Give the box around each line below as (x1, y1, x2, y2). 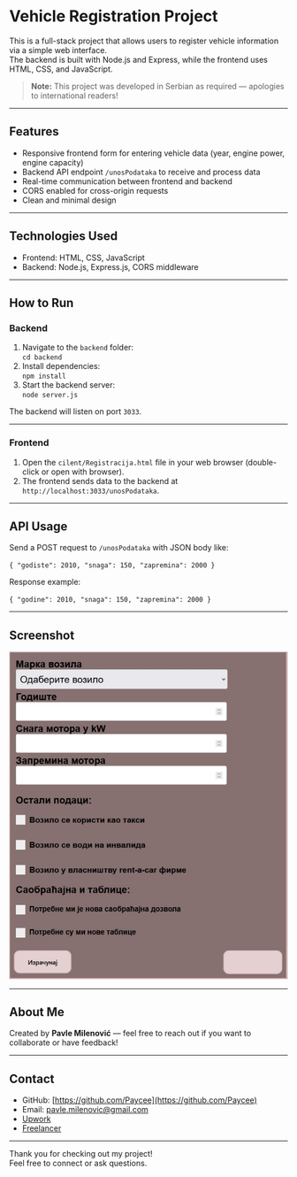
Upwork (21, 1113, 51, 1125)
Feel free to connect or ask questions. (9, 1158, 148, 1169)
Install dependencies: (21, 361, 101, 372)
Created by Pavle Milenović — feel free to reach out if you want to (9, 1028, 252, 1039)
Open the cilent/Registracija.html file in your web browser (21, 457, 244, 467)
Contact (9, 1071, 55, 1086)
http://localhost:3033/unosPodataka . (21, 485, 160, 496)
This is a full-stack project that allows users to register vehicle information (9, 35, 279, 46)
